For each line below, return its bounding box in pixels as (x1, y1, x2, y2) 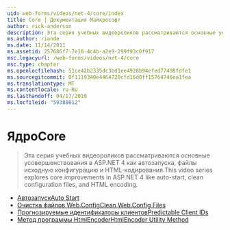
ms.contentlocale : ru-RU (7, 86, 78, 93)
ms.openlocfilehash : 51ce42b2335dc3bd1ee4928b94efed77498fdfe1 (7, 67, 192, 74)
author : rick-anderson (7, 23, 72, 29)
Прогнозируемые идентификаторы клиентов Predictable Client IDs (16, 208, 209, 216)
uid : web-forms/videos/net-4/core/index (7, 10, 125, 17)
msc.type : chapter (7, 61, 60, 68)
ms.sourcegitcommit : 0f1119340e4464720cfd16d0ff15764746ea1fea (7, 73, 192, 81)
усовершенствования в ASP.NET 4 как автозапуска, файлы (23, 158, 197, 166)
